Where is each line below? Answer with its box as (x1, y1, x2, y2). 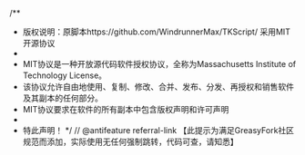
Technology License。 (22, 70, 107, 81)
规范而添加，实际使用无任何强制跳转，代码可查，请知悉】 (22, 136, 239, 147)
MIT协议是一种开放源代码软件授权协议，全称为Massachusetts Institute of (22, 59, 297, 69)
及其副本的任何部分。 (22, 92, 103, 103)
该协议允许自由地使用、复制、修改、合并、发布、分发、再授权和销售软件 (22, 82, 294, 92)
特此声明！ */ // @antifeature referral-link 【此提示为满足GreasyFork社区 (22, 125, 294, 135)
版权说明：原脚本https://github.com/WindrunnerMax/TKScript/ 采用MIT (22, 26, 291, 37)
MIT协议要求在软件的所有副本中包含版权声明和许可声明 (22, 104, 229, 114)
